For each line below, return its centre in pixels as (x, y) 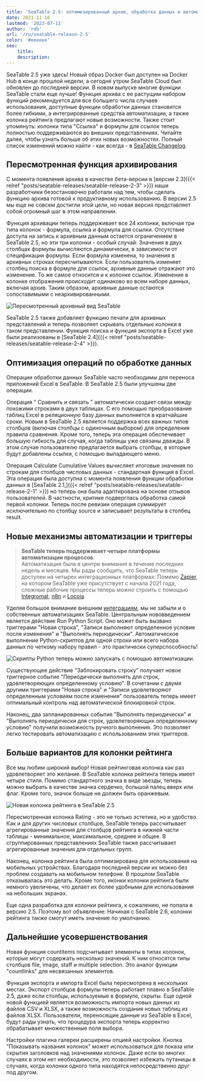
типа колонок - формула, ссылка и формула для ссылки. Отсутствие (95, 230)
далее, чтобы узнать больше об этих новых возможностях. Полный (94, 139)
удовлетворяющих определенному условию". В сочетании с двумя (94, 683)
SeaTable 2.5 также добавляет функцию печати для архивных (86, 318)
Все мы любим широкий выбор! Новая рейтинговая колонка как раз (95, 767)
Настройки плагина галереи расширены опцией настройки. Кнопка (94, 1039)
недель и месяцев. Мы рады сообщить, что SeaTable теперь (99, 570)
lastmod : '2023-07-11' (35, 23)
